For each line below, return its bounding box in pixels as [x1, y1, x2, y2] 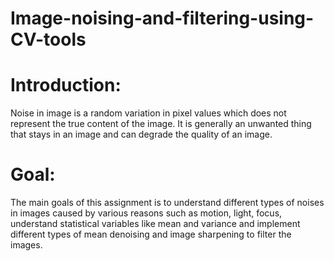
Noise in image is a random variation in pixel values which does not [10, 107, 287, 119]
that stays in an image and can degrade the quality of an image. [10, 128, 273, 141]
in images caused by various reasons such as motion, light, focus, [10, 207, 283, 219]
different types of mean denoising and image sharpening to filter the [10, 228, 292, 241]
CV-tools [10, 28, 87, 51]
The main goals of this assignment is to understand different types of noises [10, 197, 325, 209]
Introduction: [10, 74, 122, 97]
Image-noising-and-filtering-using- [10, 7, 315, 30]
